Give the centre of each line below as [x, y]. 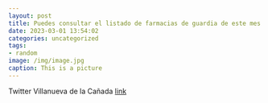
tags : [17, 46]
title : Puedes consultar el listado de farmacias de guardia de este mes [135, 23]
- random [23, 53]
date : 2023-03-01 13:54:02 [54, 31]
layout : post [30, 16]
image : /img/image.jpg [46, 61]
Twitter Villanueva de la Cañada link [68, 91]
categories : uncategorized [54, 38]
